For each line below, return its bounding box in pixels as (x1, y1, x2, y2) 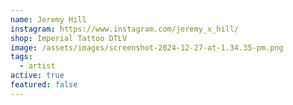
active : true (10, 71, 65, 81)
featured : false (10, 80, 78, 90)
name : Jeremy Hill (10, 14, 87, 25)
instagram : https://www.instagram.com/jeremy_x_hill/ (10, 24, 240, 34)
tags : (10, 52, 33, 62)
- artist (19, 61, 56, 71)
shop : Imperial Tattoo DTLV (10, 33, 128, 43)
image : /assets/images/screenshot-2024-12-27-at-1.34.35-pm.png (10, 42, 284, 53)
